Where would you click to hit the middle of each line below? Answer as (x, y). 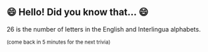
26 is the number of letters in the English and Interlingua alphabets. (104, 29)
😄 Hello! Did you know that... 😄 (78, 12)
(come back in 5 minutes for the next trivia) (58, 42)
